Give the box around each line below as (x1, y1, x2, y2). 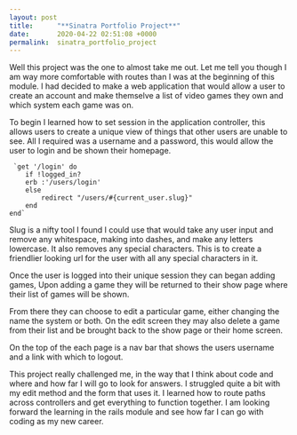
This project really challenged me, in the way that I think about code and (9, 369, 274, 380)
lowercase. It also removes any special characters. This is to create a (9, 243, 262, 254)
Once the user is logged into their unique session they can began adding (9, 270, 276, 281)
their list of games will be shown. (9, 289, 130, 300)
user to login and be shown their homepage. (9, 146, 172, 156)
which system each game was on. (9, 99, 134, 111)
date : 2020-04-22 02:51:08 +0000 (9, 29, 157, 38)
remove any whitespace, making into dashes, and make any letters (9, 234, 253, 245)
